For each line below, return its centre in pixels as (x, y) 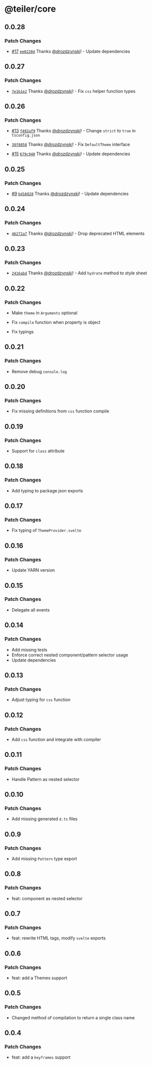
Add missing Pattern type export (44, 858)
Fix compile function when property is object (56, 322)
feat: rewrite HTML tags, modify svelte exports (59, 938)
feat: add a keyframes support (41, 1057)
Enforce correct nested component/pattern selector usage (70, 655)
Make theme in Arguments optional (45, 313)
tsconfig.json (26, 135)
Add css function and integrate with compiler (56, 739)
